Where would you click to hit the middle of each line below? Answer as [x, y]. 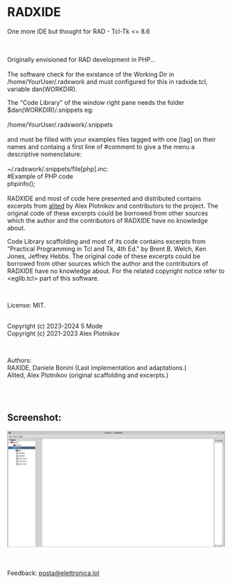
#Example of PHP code [40, 176]
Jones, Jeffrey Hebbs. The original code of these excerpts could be [104, 256]
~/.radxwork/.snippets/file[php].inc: [58, 169]
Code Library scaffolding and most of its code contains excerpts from [107, 241]
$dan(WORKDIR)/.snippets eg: [51, 110]
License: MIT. [27, 305]
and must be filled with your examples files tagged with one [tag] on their [111, 139]
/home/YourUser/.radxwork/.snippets [60, 124]
